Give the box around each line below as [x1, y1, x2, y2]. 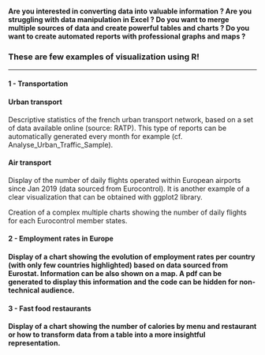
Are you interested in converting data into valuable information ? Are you [8, 6, 252, 16]
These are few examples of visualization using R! [8, 51, 200, 62]
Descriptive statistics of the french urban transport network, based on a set [8, 114, 254, 124]
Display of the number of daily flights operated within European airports [8, 175, 241, 185]
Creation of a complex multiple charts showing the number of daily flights [8, 207, 247, 217]
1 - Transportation [8, 79, 69, 88]
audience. [40, 286, 75, 295]
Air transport [8, 158, 52, 167]
